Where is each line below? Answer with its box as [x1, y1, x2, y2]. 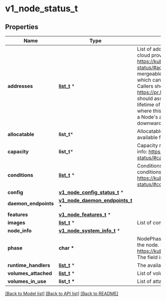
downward [137, 120, 162, 127]
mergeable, [137, 70, 164, 77]
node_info [7, 227, 32, 234]
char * [58, 245, 75, 251]
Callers [137, 83, 154, 89]
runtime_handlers [7, 262, 50, 268]
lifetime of [137, 101, 161, 108]
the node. [137, 242, 160, 248]
